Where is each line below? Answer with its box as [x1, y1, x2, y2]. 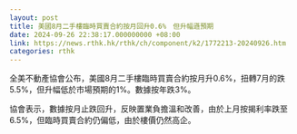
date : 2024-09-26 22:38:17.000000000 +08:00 [9, 30, 181, 39]
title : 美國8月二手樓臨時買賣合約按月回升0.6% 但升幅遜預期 [9, 22, 214, 31]
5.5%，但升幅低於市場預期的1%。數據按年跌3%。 [9, 84, 196, 95]
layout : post [9, 13, 59, 23]
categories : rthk [9, 47, 75, 56]
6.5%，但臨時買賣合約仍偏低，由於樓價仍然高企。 [9, 115, 197, 126]
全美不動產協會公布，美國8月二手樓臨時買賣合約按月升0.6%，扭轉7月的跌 [9, 73, 286, 84]
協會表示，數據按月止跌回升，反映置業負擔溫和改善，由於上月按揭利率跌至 [9, 103, 288, 114]
